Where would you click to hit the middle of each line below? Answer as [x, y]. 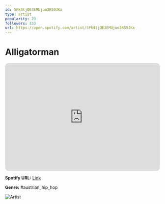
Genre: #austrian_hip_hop [31, 187]
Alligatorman [32, 52]
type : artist [18, 14]
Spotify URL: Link [23, 178]
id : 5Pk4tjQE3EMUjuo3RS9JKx [34, 10]
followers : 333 [21, 23]
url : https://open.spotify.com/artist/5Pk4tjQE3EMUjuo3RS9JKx [70, 28]
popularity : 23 [21, 19]
